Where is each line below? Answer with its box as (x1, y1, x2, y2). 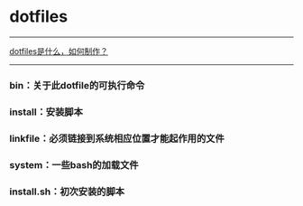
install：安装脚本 (9, 106, 84, 118)
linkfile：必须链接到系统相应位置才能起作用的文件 (9, 132, 225, 145)
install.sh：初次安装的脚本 (9, 185, 124, 198)
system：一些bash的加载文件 (9, 158, 139, 171)
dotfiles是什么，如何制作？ (9, 45, 108, 56)
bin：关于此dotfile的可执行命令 (9, 79, 145, 91)
